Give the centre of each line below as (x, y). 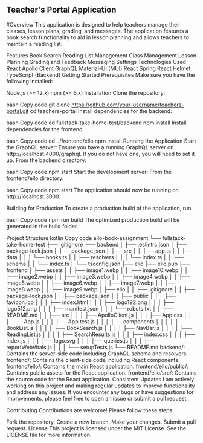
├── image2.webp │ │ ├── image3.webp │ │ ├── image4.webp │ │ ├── (98, 276)
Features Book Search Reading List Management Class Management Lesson (101, 55)
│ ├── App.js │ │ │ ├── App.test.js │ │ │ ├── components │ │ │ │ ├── (96, 321)
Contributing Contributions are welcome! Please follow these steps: (90, 410)
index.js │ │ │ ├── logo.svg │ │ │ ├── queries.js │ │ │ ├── (81, 340)
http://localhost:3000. (33, 196)
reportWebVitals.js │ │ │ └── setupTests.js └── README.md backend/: (96, 347)
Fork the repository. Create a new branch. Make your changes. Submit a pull (101, 422)
